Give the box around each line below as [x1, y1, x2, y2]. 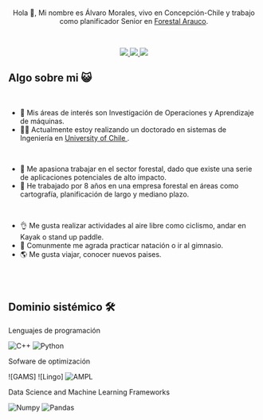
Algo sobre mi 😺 [8, 72, 92, 85]
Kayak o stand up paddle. [19, 231, 104, 242]
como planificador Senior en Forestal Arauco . [59, 17, 209, 25]
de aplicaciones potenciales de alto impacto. [19, 172, 167, 182]
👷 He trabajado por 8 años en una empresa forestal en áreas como [19, 181, 239, 190]
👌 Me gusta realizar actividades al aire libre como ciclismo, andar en [19, 220, 246, 230]
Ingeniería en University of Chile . [19, 133, 130, 142]
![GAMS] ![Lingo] [8, 371, 64, 381]
